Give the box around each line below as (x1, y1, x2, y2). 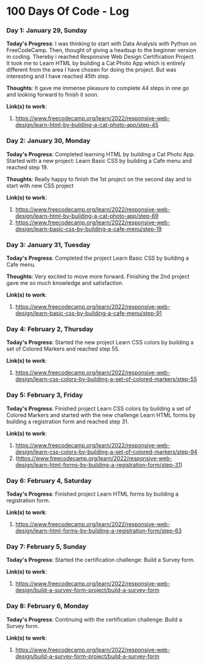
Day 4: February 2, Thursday (6, 325, 94, 333)
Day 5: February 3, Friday (6, 391, 83, 399)
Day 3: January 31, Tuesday (6, 240, 91, 249)
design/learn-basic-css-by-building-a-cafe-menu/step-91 (15, 309, 162, 317)
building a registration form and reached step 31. (6, 418, 129, 425)
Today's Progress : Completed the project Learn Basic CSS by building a (6, 254, 189, 262)
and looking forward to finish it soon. (6, 91, 99, 99)
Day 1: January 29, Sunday (6, 26, 88, 35)
